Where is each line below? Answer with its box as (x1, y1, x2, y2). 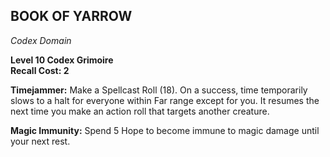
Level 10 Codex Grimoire (10, 54, 114, 66)
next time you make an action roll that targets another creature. (10, 105, 270, 117)
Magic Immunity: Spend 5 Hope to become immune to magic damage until (10, 124, 320, 136)
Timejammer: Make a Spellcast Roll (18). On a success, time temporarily (10, 84, 308, 96)
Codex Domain (10, 34, 72, 46)
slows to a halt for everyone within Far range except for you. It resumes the (10, 94, 320, 106)
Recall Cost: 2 (10, 64, 70, 76)
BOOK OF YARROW (10, 8, 133, 25)
